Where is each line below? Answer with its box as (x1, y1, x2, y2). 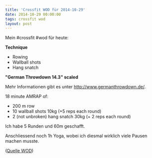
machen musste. (5, 138, 39, 144)
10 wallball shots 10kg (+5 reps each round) (12, 108, 102, 114)
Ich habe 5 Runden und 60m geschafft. (5, 123, 85, 129)
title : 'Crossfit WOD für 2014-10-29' (5, 7, 85, 12)
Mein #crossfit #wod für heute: (5, 35, 69, 41)
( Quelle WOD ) (5, 148, 34, 154)
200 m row (12, 103, 35, 109)
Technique (5, 44, 28, 50)
